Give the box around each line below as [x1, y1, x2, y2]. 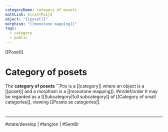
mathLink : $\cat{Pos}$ [5, 12, 52, 17]
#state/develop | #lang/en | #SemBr [5, 121, 79, 127]
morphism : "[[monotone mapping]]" [5, 21, 77, 26]
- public [9, 35, 28, 40]
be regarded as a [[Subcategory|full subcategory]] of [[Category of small [5, 93, 156, 99]
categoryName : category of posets [5, 7, 77, 12]
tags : [5, 26, 16, 31]
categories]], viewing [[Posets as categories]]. [5, 98, 101, 105]
